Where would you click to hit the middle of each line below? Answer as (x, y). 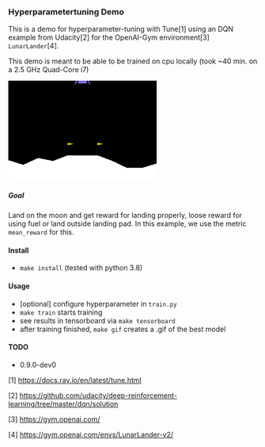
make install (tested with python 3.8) (81, 268)
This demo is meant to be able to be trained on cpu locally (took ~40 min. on (133, 61)
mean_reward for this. (41, 232)
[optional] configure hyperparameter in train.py (98, 304)
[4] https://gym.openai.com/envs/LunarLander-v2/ (91, 434)
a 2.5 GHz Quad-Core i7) (49, 70)
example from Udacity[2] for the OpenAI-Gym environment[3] (109, 37)
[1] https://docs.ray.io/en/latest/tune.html (75, 380)
